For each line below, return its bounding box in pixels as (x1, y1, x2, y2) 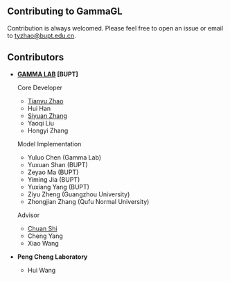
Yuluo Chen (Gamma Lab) (27, 153, 102, 162)
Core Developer (17, 83, 63, 92)
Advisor (17, 211, 40, 219)
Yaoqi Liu (27, 119, 54, 127)
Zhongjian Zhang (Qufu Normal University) (27, 197, 150, 205)
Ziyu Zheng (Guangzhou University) (27, 190, 130, 198)
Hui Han (27, 104, 51, 112)
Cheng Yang (27, 232, 64, 240)
